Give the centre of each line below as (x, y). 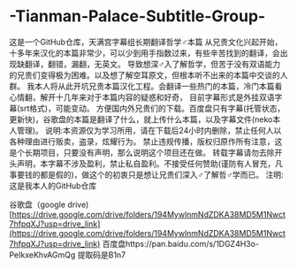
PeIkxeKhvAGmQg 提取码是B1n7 (68, 255)
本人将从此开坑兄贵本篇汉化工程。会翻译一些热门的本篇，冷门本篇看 (158, 86)
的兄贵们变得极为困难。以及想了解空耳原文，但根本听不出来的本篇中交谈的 (145, 75)
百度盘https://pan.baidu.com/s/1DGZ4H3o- (180, 243)
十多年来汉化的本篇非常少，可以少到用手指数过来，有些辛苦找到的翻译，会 (145, 53)
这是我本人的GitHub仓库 (53, 185)
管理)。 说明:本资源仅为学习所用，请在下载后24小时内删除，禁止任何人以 (149, 130)
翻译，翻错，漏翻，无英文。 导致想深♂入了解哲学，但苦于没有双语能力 (152, 64)
